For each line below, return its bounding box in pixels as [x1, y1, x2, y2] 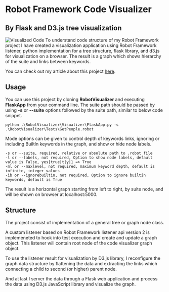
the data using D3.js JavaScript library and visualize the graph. [5, 281, 136, 287]
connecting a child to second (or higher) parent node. [5, 266, 117, 272]
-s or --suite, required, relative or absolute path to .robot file [5, 151, 153, 156]
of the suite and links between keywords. [5, 59, 91, 64]
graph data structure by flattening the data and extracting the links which [5, 260, 158, 266]
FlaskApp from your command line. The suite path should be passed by [5, 102, 155, 108]
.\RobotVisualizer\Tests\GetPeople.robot [5, 126, 94, 132]
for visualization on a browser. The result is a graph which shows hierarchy [5, 53, 161, 59]
